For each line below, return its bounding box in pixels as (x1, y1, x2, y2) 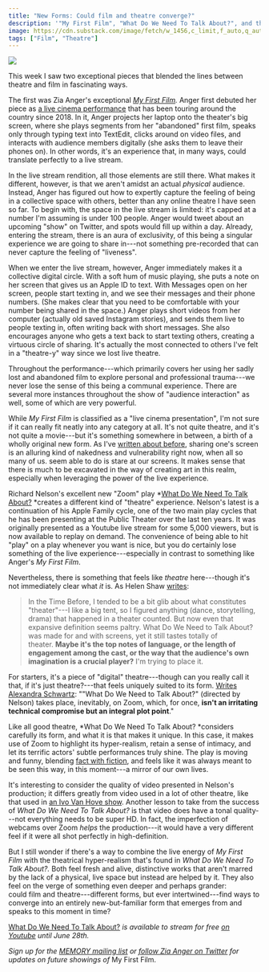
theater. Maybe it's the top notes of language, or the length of (27, 639, 236, 649)
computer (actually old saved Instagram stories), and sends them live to (8, 314, 245, 324)
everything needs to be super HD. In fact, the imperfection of (27, 815, 228, 824)
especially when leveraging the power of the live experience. (8, 473, 210, 483)
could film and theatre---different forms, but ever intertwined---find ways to (8, 889, 260, 900)
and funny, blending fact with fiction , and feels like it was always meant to (8, 756, 252, 766)
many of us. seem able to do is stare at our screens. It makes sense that (8, 456, 246, 466)
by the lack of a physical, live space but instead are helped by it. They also (8, 872, 255, 882)
